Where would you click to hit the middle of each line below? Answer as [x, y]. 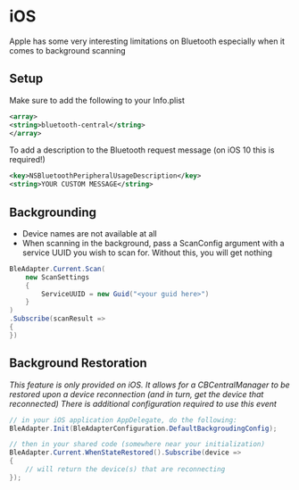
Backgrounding [53, 212]
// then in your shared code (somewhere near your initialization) [137, 444]
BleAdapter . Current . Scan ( [57, 269]
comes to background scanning [68, 50]
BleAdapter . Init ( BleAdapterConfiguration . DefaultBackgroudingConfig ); [143, 428]
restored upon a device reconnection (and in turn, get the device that [137, 394]
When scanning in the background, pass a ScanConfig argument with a [153, 243]
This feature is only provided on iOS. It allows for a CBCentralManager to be [149, 385]
